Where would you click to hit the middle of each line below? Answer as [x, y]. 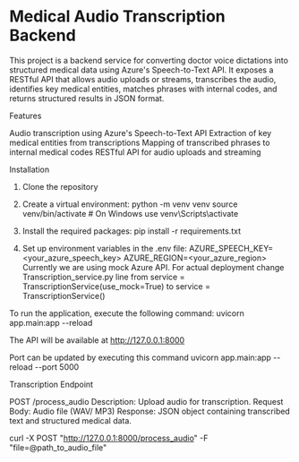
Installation [30, 169]
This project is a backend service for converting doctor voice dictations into [149, 60]
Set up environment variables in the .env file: [105, 248]
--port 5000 [57, 367]
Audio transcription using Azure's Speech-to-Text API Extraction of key [141, 133]
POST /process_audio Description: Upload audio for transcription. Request [146, 401]
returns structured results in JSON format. [87, 98]
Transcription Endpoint [51, 384]
